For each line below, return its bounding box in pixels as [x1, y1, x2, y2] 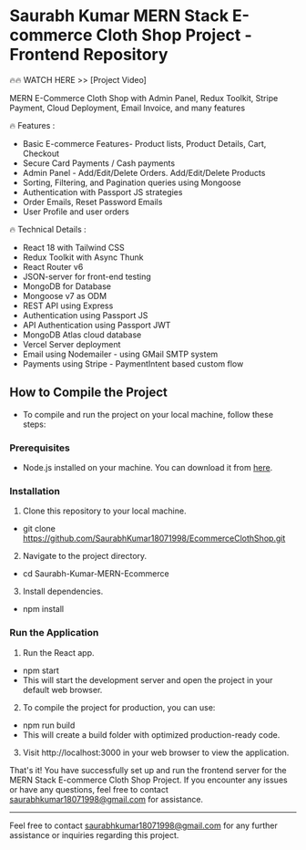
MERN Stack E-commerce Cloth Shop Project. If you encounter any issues [9, 774, 289, 785]
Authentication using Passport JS [22, 309, 148, 320]
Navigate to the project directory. [22, 551, 148, 562]
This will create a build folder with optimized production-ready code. [22, 729, 280, 740]
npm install [22, 604, 65, 615]
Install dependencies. [22, 586, 104, 597]
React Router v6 [22, 261, 84, 272]
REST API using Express [22, 300, 114, 311]
